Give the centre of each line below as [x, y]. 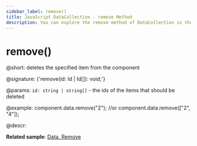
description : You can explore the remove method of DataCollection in [94, 22]
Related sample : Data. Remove [44, 137]
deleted [15, 97]
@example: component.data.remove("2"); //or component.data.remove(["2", [98, 108]
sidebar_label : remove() [36, 11]
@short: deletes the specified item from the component [73, 67]
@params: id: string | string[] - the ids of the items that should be [91, 90]
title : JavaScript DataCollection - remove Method [69, 17]
